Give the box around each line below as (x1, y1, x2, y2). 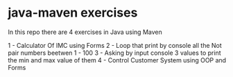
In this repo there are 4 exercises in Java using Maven (8, 28, 162, 36)
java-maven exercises (8, 5, 138, 21)
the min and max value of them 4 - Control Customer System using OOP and (8, 55, 227, 64)
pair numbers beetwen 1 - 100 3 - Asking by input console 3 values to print (8, 49, 221, 57)
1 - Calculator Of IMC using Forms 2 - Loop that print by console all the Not (8, 41, 223, 49)
